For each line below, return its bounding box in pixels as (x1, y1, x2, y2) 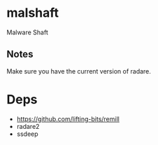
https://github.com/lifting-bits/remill (16, 114, 120, 123)
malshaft (6, 5, 59, 21)
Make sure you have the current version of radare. (6, 67, 152, 75)
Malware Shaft (6, 28, 48, 36)
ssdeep (16, 130, 39, 138)
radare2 (16, 122, 40, 130)
